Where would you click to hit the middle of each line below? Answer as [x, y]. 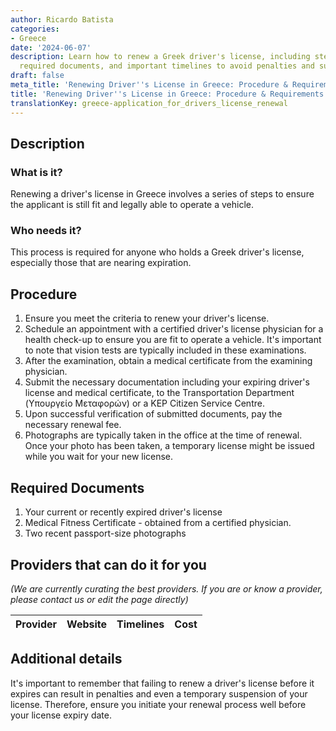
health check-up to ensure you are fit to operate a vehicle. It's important [173, 340]
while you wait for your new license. [99, 457]
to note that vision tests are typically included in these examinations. [165, 350]
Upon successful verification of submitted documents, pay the [153, 414]
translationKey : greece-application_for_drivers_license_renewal [149, 103]
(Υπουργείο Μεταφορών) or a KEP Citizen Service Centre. [144, 403]
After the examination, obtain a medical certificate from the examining [168, 361]
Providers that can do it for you [108, 564]
